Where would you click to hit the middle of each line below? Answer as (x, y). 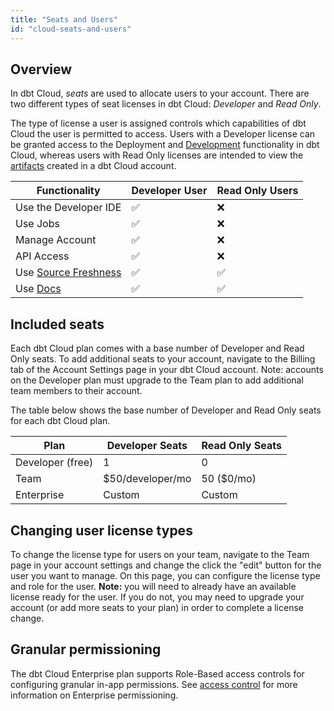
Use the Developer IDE (68, 208)
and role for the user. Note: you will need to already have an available (153, 586)
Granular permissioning (86, 649)
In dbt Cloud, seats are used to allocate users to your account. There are (160, 93)
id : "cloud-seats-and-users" (71, 29)
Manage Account (56, 240)
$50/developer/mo (147, 479)
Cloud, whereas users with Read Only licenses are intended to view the (157, 155)
